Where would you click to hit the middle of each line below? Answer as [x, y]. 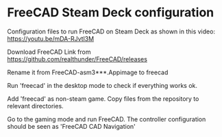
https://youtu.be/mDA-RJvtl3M [51, 38]
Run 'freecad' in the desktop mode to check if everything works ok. [102, 85]
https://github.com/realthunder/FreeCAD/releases [77, 59]
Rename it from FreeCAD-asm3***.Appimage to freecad [88, 72]
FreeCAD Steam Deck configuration [111, 13]
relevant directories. [35, 106]
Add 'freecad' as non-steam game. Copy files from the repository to [103, 98]
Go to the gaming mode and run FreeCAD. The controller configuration [107, 119]
